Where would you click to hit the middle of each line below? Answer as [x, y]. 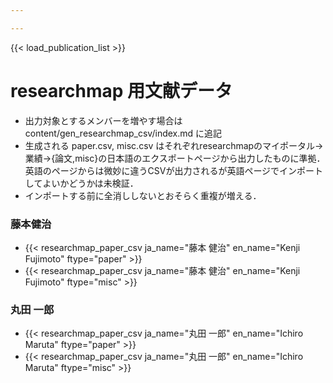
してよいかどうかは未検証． [81, 183]
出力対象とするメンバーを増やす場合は [103, 120]
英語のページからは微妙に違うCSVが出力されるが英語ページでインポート [174, 170]
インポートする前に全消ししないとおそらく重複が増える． [143, 195]
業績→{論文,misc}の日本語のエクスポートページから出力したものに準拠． [175, 158]
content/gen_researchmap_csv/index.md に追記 [123, 133]
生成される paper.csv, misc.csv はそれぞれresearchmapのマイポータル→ [174, 145]
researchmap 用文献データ [121, 90]
